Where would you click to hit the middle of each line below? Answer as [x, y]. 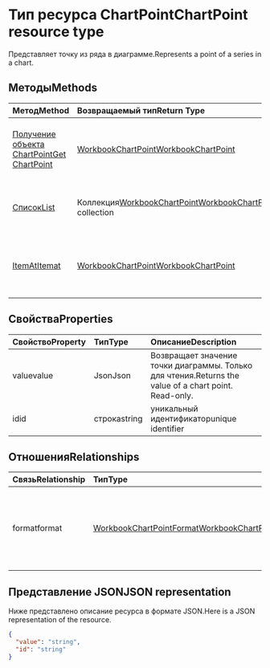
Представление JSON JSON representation [120, 592]
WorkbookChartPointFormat [146, 528]
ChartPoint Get [39, 154]
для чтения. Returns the [195, 375]
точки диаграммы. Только [202, 365]
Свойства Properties [61, 319]
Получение [34, 134]
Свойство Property [49, 341]
